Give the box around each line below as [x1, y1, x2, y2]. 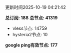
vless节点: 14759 [12, 25, 47, 31]
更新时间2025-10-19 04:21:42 [5, 4, 66, 10]
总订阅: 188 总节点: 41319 [5, 15, 58, 21]
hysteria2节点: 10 [12, 32, 48, 37]
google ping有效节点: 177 [5, 42, 58, 48]
